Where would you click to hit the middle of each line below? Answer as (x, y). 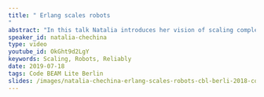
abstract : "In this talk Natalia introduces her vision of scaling (121, 30)
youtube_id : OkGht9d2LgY (49, 52)
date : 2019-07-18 (37, 66)
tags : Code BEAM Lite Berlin (56, 74)
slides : (21, 81)
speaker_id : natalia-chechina (58, 37)
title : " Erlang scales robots (59, 15)
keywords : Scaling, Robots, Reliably (70, 59)
